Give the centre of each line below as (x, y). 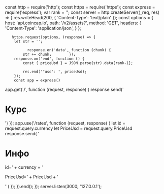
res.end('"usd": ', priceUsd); (55, 72)
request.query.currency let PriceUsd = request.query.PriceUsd (69, 128)
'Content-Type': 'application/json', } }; (43, 28)
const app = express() (37, 80)
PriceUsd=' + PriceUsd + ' (32, 177)
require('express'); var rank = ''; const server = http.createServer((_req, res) (82, 12)
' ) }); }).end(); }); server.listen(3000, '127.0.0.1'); (53, 186)
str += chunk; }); (49, 54)
